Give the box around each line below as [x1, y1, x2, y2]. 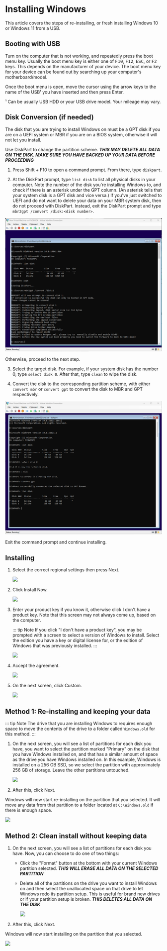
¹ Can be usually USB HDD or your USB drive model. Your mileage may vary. [5, 99, 161, 105]
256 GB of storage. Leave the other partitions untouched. [12, 767, 130, 773]
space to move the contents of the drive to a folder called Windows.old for [5, 726, 156, 732]
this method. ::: [5, 731, 36, 737]
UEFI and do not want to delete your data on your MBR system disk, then [12, 198, 162, 204]
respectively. [12, 391, 39, 397]
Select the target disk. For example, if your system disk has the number [12, 366, 159, 372]
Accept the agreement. [12, 663, 60, 669]
